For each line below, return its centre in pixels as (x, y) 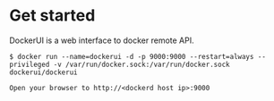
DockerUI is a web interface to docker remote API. (102, 40)
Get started (52, 16)
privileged (30, 64)
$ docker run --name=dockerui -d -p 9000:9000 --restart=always (132, 56)
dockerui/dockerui (43, 72)
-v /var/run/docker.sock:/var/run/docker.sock (141, 64)
